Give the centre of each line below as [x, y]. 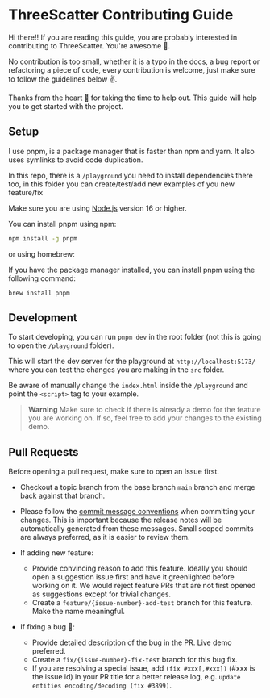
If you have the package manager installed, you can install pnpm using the [132, 270]
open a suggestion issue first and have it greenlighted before [133, 577]
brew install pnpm [39, 293]
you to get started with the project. [66, 106]
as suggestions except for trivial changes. [102, 594]
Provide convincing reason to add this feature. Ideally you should [140, 568]
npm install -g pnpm [43, 238]
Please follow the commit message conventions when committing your [137, 512]
